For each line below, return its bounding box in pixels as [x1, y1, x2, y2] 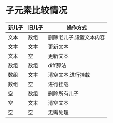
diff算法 [48, 62, 67, 69]
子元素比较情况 [5, 5, 68, 16]
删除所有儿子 [48, 90, 79, 97]
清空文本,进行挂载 [48, 71, 90, 78]
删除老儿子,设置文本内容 [48, 34, 105, 41]
